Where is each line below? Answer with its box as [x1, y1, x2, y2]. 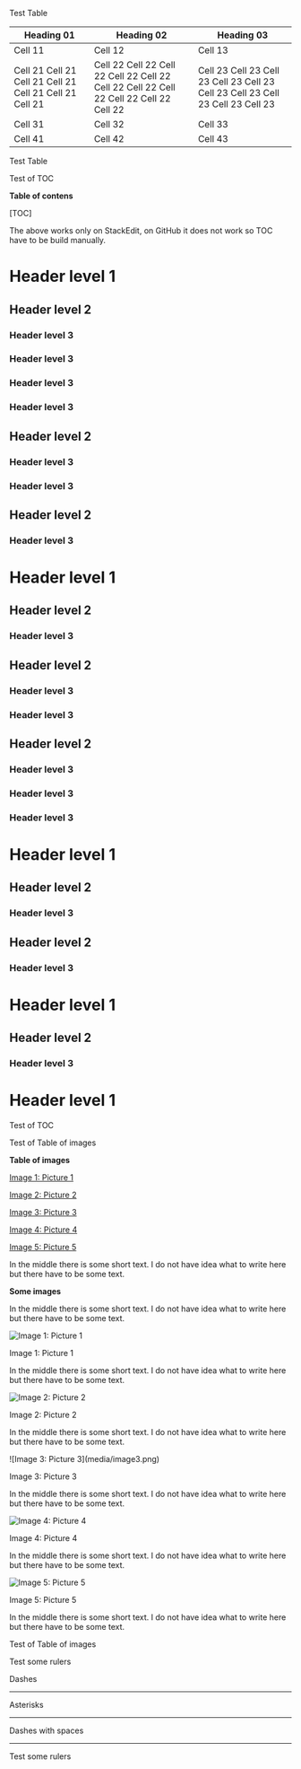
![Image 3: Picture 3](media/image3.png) [9, 1453, 159, 1464]
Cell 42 [93, 133, 125, 144]
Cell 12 [93, 44, 125, 57]
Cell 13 [197, 44, 228, 57]
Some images [9, 1285, 61, 1296]
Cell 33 [197, 118, 228, 130]
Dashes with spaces [9, 1725, 84, 1736]
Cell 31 [13, 118, 45, 130]
